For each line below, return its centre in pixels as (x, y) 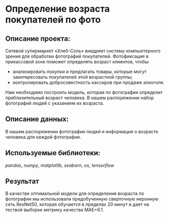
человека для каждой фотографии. (43, 137)
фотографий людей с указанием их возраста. (55, 103)
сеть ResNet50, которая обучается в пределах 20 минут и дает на (77, 204)
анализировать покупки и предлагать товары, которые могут (79, 71)
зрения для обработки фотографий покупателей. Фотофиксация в (77, 56)
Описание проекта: (38, 39)
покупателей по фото (53, 20)
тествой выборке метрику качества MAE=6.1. (55, 210)
